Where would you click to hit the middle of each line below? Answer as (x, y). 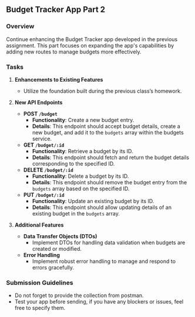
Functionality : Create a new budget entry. (83, 120)
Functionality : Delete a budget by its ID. (80, 176)
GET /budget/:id (44, 145)
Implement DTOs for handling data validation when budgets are (109, 242)
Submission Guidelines (40, 282)
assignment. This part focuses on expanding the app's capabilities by (90, 45)
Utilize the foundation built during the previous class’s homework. (102, 91)
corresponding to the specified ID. (73, 163)
